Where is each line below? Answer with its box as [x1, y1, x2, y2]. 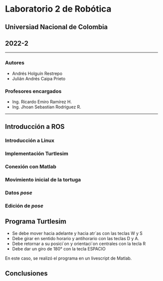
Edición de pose [5, 202, 44, 209]
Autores [5, 59, 25, 66]
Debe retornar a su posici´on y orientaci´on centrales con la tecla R [12, 241, 146, 246]
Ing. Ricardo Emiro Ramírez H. [12, 99, 72, 105]
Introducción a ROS [5, 123, 65, 131]
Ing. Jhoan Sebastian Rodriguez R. [12, 104, 81, 110]
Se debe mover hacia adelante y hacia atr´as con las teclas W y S [12, 230, 143, 236]
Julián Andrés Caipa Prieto [12, 75, 65, 81]
